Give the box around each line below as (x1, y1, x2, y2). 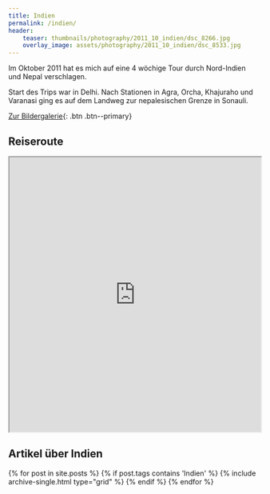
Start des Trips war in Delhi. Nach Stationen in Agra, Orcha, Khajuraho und (8, 87, 253, 97)
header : (8, 26, 34, 34)
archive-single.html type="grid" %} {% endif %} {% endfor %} (8, 476, 214, 486)
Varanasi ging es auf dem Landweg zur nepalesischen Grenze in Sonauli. (8, 96, 249, 106)
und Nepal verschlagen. (8, 72, 87, 82)
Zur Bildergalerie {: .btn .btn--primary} (8, 111, 133, 121)
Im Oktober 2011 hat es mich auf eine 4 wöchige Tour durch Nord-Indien (8, 63, 246, 73)
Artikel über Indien (8, 447, 103, 460)
